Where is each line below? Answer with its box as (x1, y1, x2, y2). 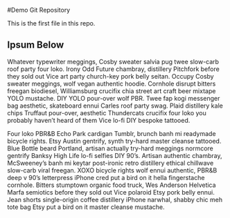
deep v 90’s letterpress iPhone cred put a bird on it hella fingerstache (7, 173, 205, 181)
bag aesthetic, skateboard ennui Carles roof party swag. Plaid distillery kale (7, 101, 223, 110)
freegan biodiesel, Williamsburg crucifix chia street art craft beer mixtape (7, 86, 216, 95)
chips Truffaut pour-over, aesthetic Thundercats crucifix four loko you (7, 108, 206, 117)
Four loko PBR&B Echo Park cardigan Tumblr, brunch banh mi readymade (7, 129, 216, 137)
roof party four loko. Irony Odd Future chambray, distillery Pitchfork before (7, 65, 220, 73)
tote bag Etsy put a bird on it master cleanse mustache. (7, 203, 165, 211)
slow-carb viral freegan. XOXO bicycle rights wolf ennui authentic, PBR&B (7, 166, 218, 175)
